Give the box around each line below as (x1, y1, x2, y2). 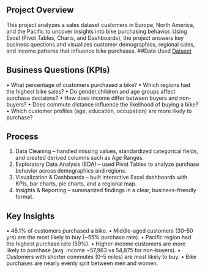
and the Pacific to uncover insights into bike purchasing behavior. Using (6, 28, 188, 35)
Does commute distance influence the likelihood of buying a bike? (32, 100, 199, 108)
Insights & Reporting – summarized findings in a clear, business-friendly (15, 187, 197, 194)
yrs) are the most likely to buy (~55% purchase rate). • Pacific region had (6, 234, 192, 241)
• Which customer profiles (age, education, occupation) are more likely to (6, 107, 192, 114)
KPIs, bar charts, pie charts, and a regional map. (15, 180, 137, 187)
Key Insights (6, 211, 55, 221)
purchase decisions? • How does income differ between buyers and (6, 94, 179, 102)
